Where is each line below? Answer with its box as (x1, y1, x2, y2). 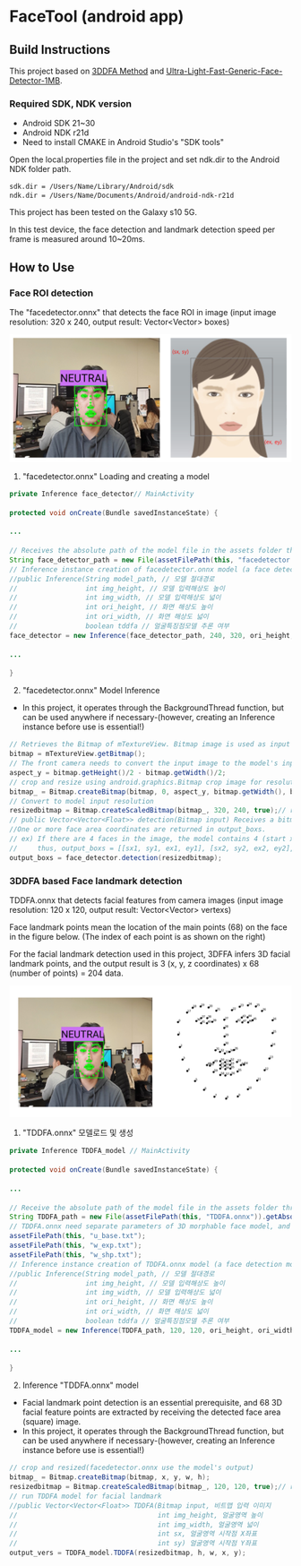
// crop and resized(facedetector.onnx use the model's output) (9, 1463, 254, 1473)
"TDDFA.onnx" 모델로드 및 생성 (21, 1127, 134, 1139)
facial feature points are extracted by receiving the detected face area (21, 1407, 281, 1417)
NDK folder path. (9, 164, 72, 175)
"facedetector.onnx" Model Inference (21, 685, 160, 696)
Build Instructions (9, 42, 111, 57)
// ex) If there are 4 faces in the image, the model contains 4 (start (9, 835, 287, 844)
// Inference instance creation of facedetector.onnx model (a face (9, 564, 271, 574)
